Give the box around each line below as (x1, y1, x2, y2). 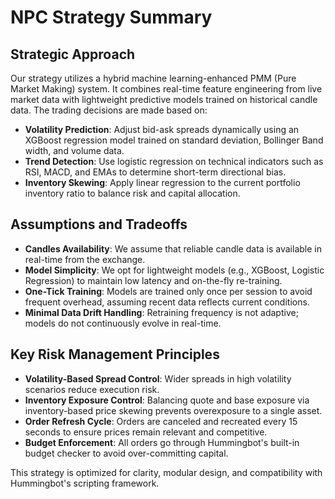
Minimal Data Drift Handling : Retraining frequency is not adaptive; (24, 306, 299, 318)
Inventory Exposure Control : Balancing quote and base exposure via (24, 394, 310, 406)
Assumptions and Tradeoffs (10, 216, 188, 233)
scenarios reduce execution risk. (24, 383, 160, 395)
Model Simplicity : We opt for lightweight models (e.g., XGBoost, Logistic (24, 264, 325, 276)
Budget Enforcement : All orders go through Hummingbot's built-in (24, 436, 300, 448)
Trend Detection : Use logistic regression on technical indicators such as (24, 156, 324, 167)
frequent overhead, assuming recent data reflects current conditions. (24, 296, 310, 308)
